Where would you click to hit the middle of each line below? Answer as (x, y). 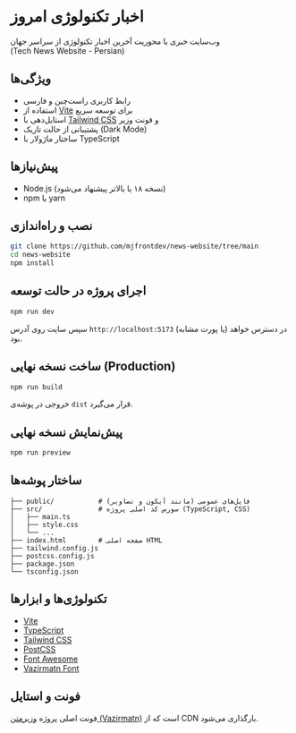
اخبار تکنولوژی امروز (77, 17)
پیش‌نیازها (34, 167)
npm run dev (32, 311)
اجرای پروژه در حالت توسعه (78, 291)
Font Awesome (51, 659)
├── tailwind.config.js (55, 548)
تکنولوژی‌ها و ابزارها (59, 599)
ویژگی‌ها (31, 79)
